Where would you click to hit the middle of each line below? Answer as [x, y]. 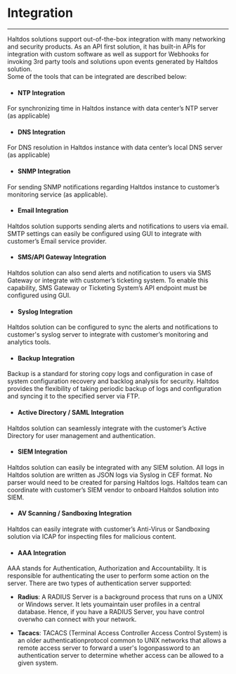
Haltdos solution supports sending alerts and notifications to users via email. [118, 226]
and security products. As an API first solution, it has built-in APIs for [106, 46]
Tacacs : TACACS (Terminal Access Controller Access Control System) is [123, 633]
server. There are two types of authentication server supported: [99, 583]
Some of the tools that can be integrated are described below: [97, 76]
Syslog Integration [45, 311]
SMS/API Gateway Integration [62, 257]
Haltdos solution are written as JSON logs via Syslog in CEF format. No [110, 475]
